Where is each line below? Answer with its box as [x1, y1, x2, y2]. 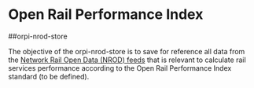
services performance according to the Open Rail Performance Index [8, 63, 232, 72]
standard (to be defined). [8, 71, 90, 81]
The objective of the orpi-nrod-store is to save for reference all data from [8, 46, 245, 56]
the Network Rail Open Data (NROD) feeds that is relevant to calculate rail [8, 55, 246, 64]
